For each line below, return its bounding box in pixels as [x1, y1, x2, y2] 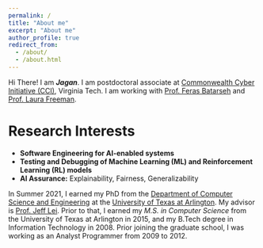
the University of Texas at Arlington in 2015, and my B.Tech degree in [8, 214, 234, 223]
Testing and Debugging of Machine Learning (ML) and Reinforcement [19, 156, 253, 166]
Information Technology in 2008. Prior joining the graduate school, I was [8, 223, 244, 232]
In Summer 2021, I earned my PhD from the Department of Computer [8, 189, 234, 198]
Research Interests [8, 122, 135, 140]
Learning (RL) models [19, 165, 93, 174]
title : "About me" [8, 19, 69, 27]
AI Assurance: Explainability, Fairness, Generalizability [19, 174, 199, 183]
